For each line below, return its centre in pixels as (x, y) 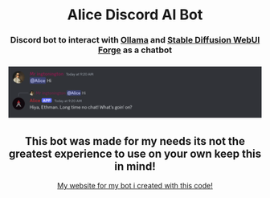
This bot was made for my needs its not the (135, 141)
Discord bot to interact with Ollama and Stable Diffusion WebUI (135, 40)
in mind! (135, 166)
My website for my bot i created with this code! (135, 186)
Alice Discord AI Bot (135, 15)
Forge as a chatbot (135, 50)
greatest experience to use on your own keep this (135, 153)
